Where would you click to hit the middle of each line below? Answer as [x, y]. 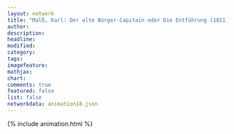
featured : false [31, 91]
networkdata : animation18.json [53, 104]
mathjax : [20, 72]
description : [26, 33]
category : [22, 53]
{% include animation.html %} [50, 124]
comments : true [29, 85]
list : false [24, 98]
